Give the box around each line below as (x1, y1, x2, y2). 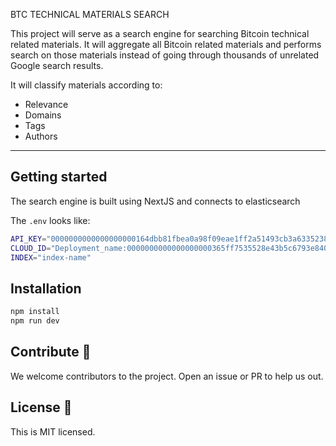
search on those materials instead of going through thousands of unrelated (10, 49, 320, 61)
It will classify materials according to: (10, 79, 163, 91)
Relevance (24, 99, 69, 110)
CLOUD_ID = (10, 243, 52, 253)
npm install (10, 307, 60, 317)
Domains (24, 109, 62, 121)
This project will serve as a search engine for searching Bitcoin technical (10, 28, 310, 39)
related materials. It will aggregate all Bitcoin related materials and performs (10, 39, 322, 50)
